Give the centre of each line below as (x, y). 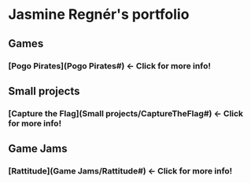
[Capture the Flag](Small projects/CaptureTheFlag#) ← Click (126, 113)
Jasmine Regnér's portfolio (99, 15)
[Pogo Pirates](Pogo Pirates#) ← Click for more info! (109, 66)
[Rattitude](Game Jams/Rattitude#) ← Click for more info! (120, 171)
